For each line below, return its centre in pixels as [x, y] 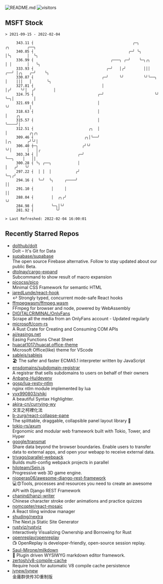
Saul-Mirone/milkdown [35, 550]
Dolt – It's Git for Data [34, 251]
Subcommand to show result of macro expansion [62, 277]
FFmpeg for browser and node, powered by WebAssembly [71, 308]
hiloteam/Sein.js [28, 467]
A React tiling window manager [43, 511]
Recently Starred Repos [42, 234]
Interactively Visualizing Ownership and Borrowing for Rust [72, 532]
